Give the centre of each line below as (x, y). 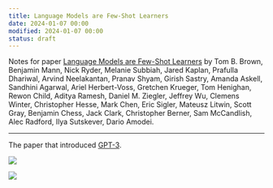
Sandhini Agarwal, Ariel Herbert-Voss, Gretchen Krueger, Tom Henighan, (130, 88)
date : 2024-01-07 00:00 (49, 23)
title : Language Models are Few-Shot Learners (89, 16)
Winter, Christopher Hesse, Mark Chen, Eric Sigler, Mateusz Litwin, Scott (130, 105)
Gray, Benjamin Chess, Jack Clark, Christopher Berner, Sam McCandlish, (130, 113)
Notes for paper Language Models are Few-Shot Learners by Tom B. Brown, (136, 62)
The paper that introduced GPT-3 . (65, 145)
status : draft (32, 38)
